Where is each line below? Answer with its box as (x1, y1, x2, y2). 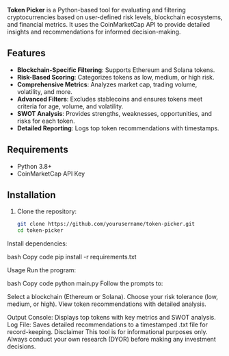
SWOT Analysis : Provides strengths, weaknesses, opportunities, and (16, 109, 212, 117)
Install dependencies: (7, 239, 68, 248)
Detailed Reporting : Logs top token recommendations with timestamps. (16, 123, 220, 132)
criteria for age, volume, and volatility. (16, 102, 124, 110)
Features (7, 47, 46, 59)
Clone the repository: (16, 207, 77, 215)
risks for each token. (16, 117, 75, 125)
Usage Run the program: (7, 266, 77, 274)
